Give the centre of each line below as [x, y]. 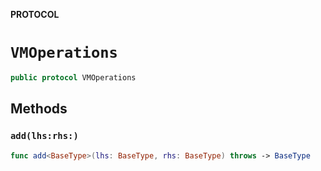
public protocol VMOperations [73, 77]
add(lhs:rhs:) [44, 136]
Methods [39, 109]
